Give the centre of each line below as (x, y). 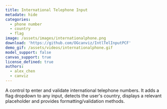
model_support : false (28, 52)
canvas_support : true (28, 57)
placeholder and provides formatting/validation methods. (65, 101)
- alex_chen (23, 71)
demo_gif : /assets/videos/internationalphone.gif (59, 48)
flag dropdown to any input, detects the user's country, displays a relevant (83, 96)
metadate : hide (21, 15)
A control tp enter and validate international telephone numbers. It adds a (82, 90)
